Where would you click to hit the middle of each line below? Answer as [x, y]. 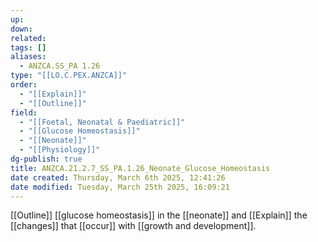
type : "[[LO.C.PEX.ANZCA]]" [69, 76]
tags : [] [28, 47]
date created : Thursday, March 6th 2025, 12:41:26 [118, 177]
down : [21, 29]
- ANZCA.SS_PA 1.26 [60, 66]
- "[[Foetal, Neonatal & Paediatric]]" [102, 122]
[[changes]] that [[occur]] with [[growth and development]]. [133, 226]
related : [28, 38]
